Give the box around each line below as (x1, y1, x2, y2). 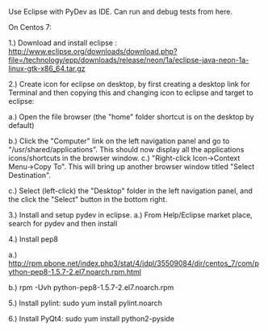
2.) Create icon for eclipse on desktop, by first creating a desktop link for (8, 80, 250, 89)
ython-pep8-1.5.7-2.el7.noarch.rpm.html (8, 267, 141, 276)
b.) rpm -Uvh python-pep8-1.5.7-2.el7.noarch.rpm (8, 283, 174, 292)
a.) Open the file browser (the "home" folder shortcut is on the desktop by (8, 112, 254, 122)
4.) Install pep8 (8, 234, 59, 244)
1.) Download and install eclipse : (8, 38, 117, 48)
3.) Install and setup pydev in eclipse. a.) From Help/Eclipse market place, (8, 210, 253, 220)
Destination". (8, 171, 51, 180)
